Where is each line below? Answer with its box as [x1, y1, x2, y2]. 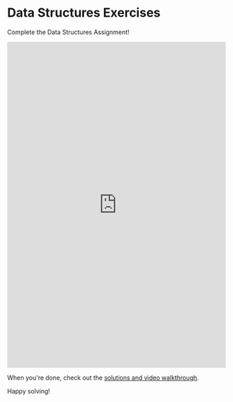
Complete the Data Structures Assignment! [7, 28, 130, 36]
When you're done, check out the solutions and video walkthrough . [7, 373, 199, 382]
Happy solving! [7, 387, 51, 395]
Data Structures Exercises [7, 5, 161, 21]
